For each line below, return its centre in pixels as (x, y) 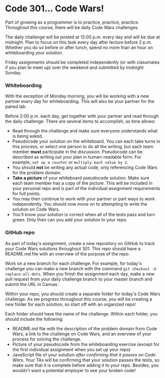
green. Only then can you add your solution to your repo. (70, 220)
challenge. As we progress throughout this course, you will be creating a (79, 299)
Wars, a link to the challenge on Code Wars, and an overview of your (82, 334)
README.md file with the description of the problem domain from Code (85, 328)
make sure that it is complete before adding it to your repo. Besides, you (85, 365)
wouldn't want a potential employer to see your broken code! (74, 370)
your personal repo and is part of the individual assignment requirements (86, 189)
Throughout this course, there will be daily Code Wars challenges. (72, 27)
